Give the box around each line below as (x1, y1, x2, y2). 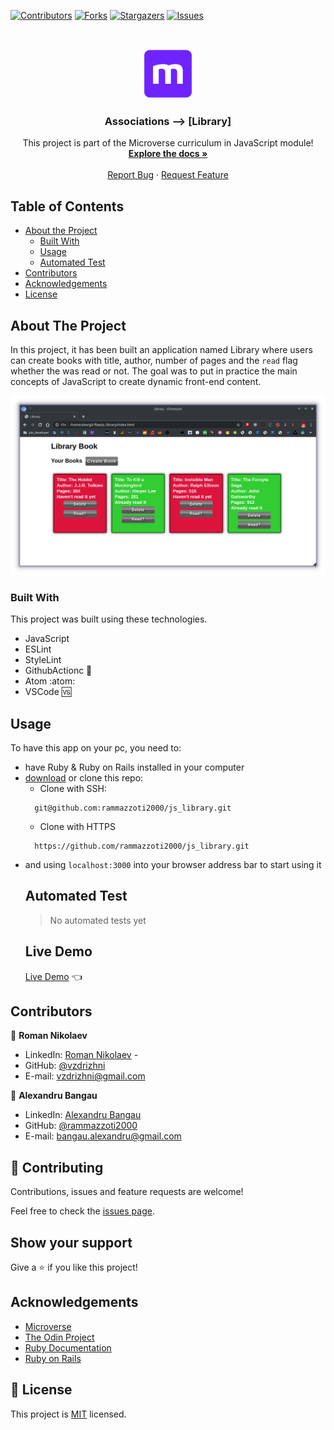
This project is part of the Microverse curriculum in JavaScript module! (22, 137, 314, 149)
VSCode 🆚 (24, 686, 72, 698)
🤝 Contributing (10, 1159, 104, 1176)
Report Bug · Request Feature (107, 169, 229, 181)
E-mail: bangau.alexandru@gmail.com (24, 1130, 182, 1142)
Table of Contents (10, 198, 125, 215)
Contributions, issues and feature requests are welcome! (10, 1186, 244, 1198)
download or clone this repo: (24, 771, 144, 784)
